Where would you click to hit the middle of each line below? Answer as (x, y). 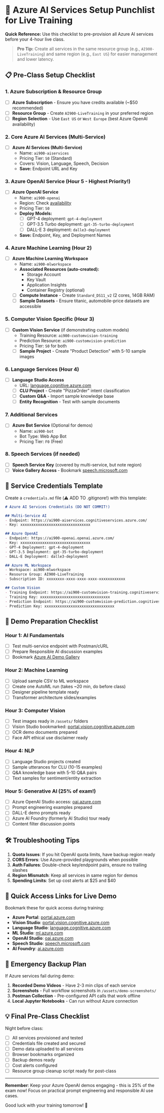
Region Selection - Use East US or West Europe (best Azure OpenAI (80, 118)
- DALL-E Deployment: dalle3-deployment (47, 556)
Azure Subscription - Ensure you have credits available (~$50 (75, 102)
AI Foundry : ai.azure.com (38, 949)
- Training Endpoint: (27, 592)
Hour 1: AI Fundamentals (35, 635)
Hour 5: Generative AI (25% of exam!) (51, 791)
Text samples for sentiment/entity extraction (57, 778)
